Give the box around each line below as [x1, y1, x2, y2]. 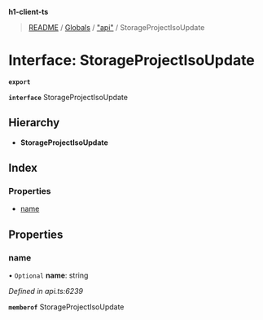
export [8, 77, 31, 86]
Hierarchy [8, 116, 60, 129]
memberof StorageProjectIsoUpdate [8, 302, 125, 312]
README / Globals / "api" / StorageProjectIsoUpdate [28, 23, 205, 32]
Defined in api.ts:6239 [8, 287, 84, 296]
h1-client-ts [8, 7, 49, 16]
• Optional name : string [8, 270, 89, 280]
